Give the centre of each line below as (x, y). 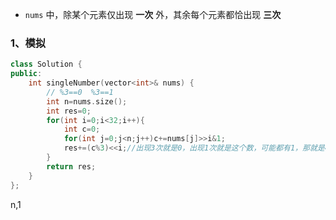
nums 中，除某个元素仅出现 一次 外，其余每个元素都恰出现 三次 (153, 14)
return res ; (71, 166)
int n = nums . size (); (87, 101)
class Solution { (46, 64)
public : (26, 74)
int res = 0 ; (69, 111)
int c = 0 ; (82, 129)
